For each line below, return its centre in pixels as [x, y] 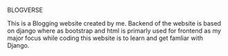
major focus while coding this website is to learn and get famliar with [105, 38]
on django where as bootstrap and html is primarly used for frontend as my [114, 31]
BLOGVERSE [25, 10]
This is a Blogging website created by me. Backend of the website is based [114, 23]
